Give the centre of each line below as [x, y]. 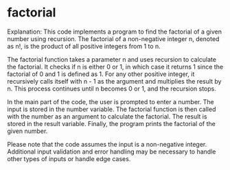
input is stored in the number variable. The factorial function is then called [112, 109]
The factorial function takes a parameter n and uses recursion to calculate [112, 59]
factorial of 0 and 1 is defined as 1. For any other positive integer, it [101, 74]
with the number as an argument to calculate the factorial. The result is [107, 116]
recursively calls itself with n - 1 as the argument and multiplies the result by [114, 81]
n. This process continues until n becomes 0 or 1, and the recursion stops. [112, 88]
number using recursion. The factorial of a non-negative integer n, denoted [113, 38]
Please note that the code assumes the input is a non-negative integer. [107, 144]
